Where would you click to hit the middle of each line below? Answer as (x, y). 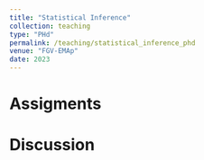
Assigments (56, 104)
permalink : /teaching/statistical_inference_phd (102, 43)
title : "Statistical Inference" (70, 18)
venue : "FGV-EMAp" (44, 51)
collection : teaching (50, 26)
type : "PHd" (32, 34)
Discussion (52, 145)
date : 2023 (30, 59)
